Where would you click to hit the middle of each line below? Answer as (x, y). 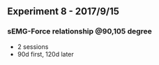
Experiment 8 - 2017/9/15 (63, 12)
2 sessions (33, 46)
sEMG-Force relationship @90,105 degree (79, 31)
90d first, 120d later (46, 54)
